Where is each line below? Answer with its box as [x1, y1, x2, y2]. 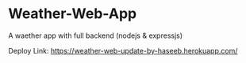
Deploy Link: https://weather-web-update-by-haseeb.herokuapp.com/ [8, 46, 238, 55]
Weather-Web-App [8, 5, 137, 23]
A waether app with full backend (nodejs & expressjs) [8, 31, 183, 40]
